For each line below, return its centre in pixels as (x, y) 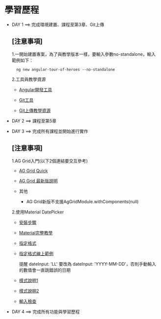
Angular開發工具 (35, 90)
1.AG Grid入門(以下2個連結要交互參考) (50, 161)
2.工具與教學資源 (29, 79)
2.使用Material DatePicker (38, 212)
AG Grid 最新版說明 (38, 181)
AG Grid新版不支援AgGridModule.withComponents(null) (82, 202)
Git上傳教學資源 (35, 110)
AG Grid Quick (33, 171)
